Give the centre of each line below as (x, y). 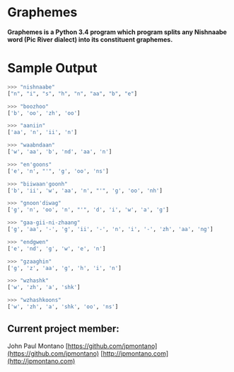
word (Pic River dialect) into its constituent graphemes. (90, 39)
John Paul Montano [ (38, 346)
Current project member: (64, 329)
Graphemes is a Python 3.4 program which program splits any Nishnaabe (117, 32)
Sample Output (52, 68)
